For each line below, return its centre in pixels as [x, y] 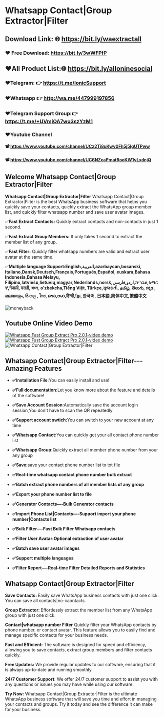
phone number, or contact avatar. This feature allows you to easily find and [80, 630]
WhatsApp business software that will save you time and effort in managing [81, 699]
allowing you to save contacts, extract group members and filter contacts [79, 650]
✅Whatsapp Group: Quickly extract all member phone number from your [85, 450]
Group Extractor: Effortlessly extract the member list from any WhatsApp [79, 610]
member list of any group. [31, 242]
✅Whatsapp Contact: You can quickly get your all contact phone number [85, 435]
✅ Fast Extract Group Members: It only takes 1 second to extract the [74, 236]
